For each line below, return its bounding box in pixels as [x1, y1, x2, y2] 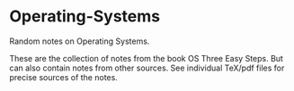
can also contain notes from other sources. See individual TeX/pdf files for [9, 62, 285, 73]
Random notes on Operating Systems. [9, 36, 150, 46]
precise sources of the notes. [9, 71, 119, 82]
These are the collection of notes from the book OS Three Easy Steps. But [9, 53, 283, 63]
